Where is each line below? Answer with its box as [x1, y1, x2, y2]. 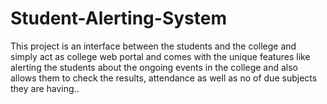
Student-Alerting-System [10, 7, 227, 30]
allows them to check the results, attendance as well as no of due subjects [10, 72, 318, 84]
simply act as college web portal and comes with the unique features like [10, 50, 311, 62]
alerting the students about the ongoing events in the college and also [10, 61, 299, 73]
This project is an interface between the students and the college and [10, 40, 297, 52]
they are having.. [10, 82, 80, 94]
